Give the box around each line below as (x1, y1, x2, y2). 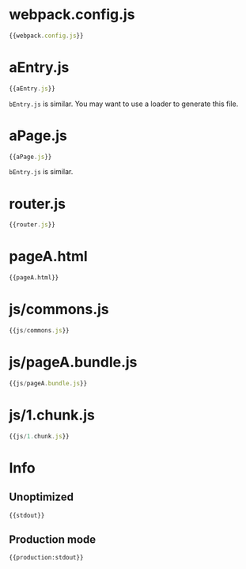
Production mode (9, 533, 97, 546)
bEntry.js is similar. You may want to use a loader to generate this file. (9, 99, 239, 108)
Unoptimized (9, 491, 74, 504)
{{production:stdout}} (9, 554, 84, 562)
